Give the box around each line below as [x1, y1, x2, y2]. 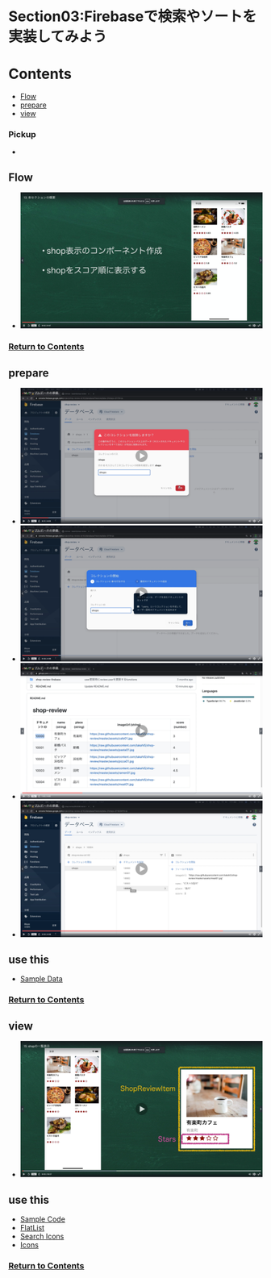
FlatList [19, 1222, 45, 1232]
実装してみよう [8, 27, 107, 46]
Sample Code [19, 1214, 66, 1224]
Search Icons [19, 1231, 65, 1241]
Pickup [8, 129, 36, 140]
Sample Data [19, 974, 63, 984]
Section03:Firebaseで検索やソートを [8, 7, 257, 26]
